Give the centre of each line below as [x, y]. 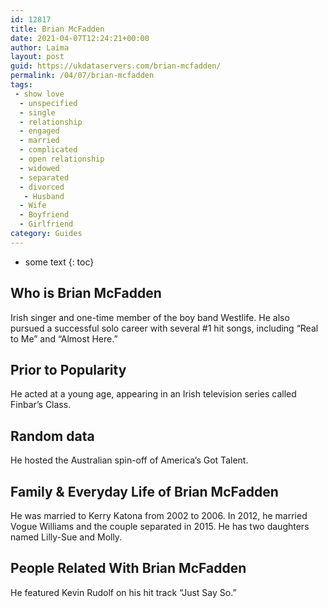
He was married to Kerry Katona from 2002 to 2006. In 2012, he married [159, 515]
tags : [21, 85]
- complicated [48, 150]
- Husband [44, 196]
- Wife [33, 206]
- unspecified [48, 103]
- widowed [39, 168]
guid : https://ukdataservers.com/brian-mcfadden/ [116, 66]
